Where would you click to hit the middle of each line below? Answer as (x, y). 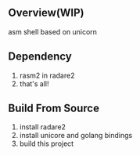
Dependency (40, 57)
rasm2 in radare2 (47, 75)
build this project (47, 143)
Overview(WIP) (46, 13)
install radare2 (43, 127)
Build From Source (54, 109)
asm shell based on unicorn (53, 31)
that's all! (34, 83)
